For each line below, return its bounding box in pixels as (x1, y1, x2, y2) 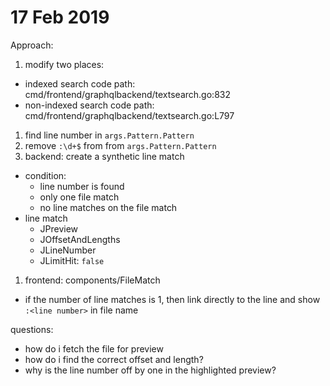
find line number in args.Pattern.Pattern (24, 129, 195, 141)
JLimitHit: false (39, 254, 105, 266)
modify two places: (24, 58, 105, 70)
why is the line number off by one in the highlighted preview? (24, 364, 277, 376)
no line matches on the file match (39, 201, 178, 213)
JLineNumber (39, 244, 97, 256)
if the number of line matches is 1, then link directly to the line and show (24, 293, 321, 305)
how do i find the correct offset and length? (24, 353, 204, 365)
